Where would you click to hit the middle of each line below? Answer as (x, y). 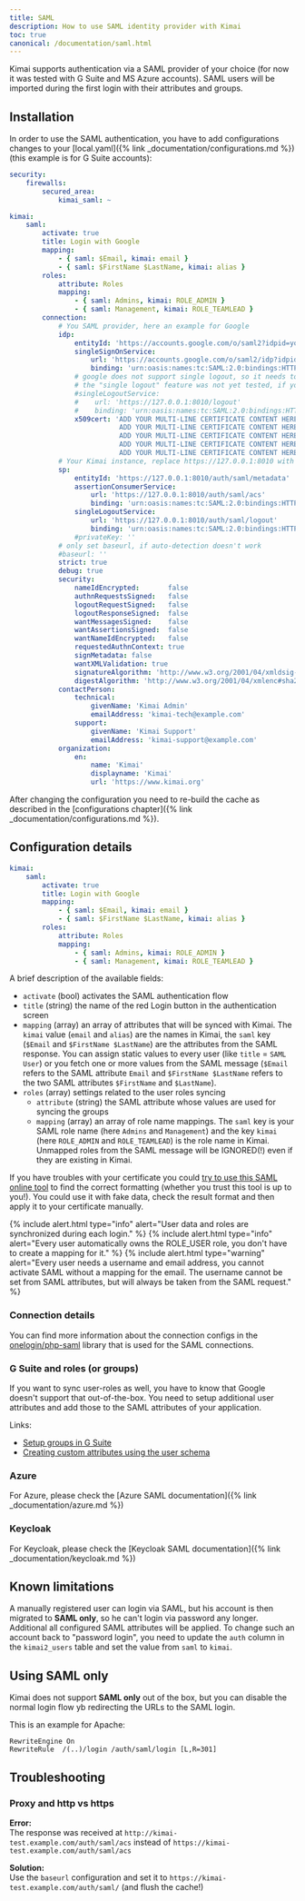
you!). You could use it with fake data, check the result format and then (142, 1197)
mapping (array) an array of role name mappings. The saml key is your (165, 1122)
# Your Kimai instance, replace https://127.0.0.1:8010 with (176, 461)
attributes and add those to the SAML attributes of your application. (135, 1407)
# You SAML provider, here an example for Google (153, 326)
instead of (152, 1842)
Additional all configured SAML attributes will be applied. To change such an (152, 1628)
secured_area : (69, 192)
